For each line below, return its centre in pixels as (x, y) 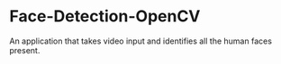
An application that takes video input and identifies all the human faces (141, 41)
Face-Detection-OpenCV (105, 16)
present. (25, 50)
